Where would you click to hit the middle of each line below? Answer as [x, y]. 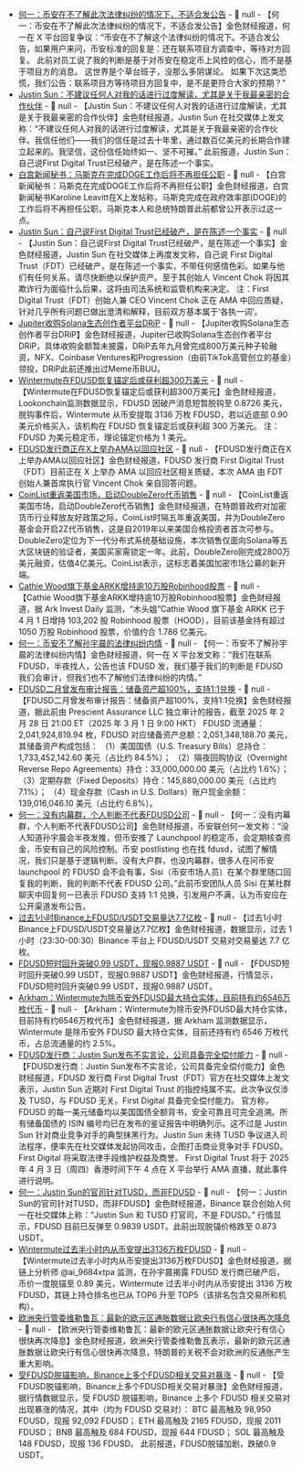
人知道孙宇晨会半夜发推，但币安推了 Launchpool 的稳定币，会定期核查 [151, 837]
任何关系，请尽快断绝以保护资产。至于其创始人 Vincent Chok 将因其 [162, 277]
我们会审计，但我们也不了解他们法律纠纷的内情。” [110, 677]
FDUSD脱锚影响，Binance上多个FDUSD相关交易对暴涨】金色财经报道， [152, 1386]
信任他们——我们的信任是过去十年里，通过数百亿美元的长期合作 [162, 140]
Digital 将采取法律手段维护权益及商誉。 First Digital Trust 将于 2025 [163, 1158]
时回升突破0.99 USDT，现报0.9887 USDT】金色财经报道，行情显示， [148, 975]
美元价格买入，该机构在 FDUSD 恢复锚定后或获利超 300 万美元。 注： [149, 426]
